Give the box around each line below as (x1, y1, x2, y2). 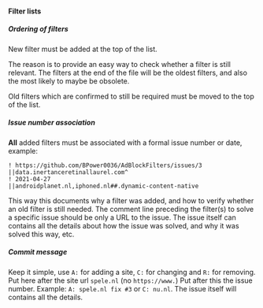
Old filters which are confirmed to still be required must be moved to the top (8, 91, 254, 101)
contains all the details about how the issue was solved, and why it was (8, 221, 239, 230)
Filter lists (8, 6, 42, 16)
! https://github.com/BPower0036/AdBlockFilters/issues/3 (8, 161, 202, 169)
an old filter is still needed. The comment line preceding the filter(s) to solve (8, 204, 254, 213)
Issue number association (8, 118, 96, 128)
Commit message (8, 247, 68, 257)
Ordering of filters (8, 24, 69, 34)
